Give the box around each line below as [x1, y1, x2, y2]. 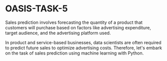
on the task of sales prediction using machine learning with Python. [5, 50, 144, 56]
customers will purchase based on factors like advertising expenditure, [5, 24, 151, 30]
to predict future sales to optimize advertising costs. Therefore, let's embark [5, 45, 162, 51]
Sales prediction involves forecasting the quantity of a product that [5, 19, 143, 25]
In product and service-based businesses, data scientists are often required [5, 39, 161, 45]
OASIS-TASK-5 [5, 3, 68, 14]
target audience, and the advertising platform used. [5, 30, 111, 36]
